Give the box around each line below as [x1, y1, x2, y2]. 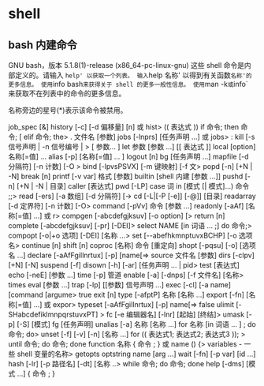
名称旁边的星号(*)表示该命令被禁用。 [8, 106, 128, 114]
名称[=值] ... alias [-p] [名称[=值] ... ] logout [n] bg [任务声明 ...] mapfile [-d [8, 152, 250, 161]
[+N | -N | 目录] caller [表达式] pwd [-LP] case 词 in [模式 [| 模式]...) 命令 [17, 182, 250, 190]
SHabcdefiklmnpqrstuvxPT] [8, 309, 99, 319]
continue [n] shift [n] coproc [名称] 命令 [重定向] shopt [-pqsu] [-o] [21, 241, 238, 249]
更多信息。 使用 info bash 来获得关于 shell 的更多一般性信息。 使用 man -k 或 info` [8, 80, 248, 88]
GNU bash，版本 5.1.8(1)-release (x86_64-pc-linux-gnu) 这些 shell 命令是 [8, 61, 245, 69]
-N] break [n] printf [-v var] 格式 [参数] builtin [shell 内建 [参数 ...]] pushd [8, 171, 244, 181]
